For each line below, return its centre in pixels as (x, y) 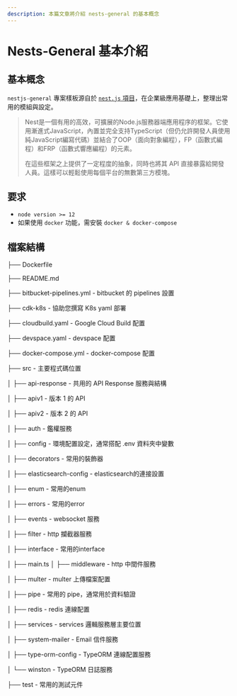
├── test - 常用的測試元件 (45, 685)
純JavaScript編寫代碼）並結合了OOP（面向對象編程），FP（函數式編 (123, 140)
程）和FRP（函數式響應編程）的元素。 (80, 148)
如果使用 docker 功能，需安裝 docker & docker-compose (97, 223)
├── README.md (33, 279)
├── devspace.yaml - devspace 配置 (62, 338)
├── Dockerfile (30, 265)
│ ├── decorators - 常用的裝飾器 (56, 459)
